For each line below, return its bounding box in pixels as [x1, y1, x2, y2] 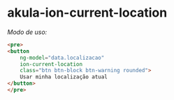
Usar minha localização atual [20, 74, 108, 81]
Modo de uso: [7, 28, 48, 36]
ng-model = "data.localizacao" [20, 54, 105, 61]
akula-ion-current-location [7, 5, 168, 21]
